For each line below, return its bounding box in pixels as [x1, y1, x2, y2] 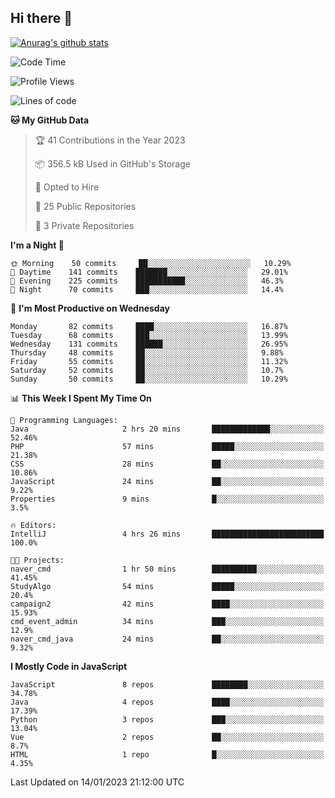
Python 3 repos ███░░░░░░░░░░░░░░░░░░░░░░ [10, 714, 325, 725]
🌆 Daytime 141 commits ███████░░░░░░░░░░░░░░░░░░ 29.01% [10, 267, 288, 277]
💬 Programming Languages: [10, 415, 118, 425]
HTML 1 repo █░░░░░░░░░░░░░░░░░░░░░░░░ [10, 749, 325, 760]
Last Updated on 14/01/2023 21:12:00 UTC [10, 776, 185, 788]
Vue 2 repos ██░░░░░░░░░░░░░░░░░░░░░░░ [10, 732, 325, 742]
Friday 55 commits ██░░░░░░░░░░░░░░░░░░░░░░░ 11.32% [10, 356, 288, 366]
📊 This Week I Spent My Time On [10, 392, 152, 404]
